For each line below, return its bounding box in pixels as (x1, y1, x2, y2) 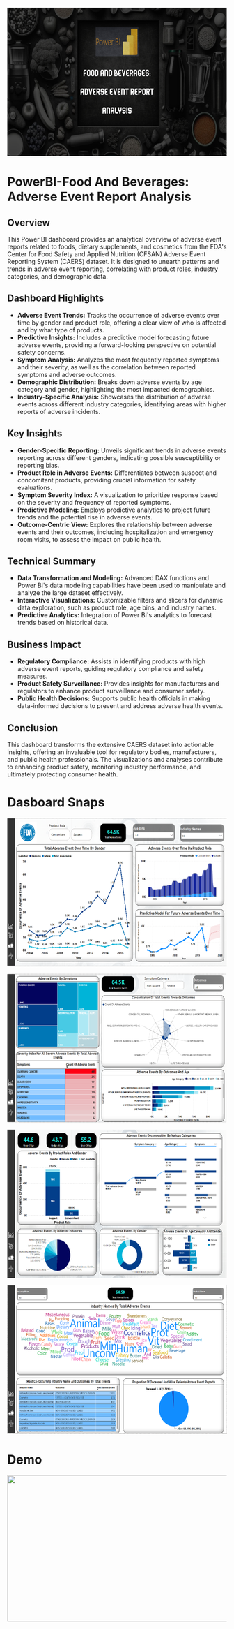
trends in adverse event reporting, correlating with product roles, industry (7, 265, 218, 273)
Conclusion (7, 722, 58, 734)
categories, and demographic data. (7, 272, 108, 280)
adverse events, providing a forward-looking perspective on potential (17, 340, 217, 349)
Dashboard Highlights (7, 293, 104, 304)
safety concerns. (17, 348, 66, 356)
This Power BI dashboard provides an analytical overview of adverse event (7, 235, 221, 243)
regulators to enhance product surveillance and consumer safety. (17, 687, 205, 695)
